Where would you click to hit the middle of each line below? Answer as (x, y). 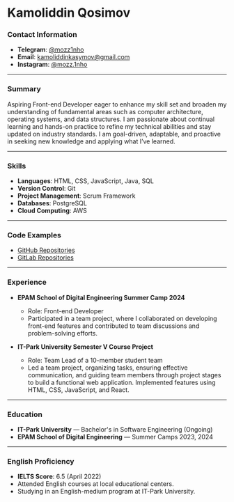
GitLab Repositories (46, 258)
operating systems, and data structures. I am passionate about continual (111, 119)
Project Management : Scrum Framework (76, 196)
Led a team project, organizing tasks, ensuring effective (108, 368)
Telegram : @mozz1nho (50, 49)
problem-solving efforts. (63, 333)
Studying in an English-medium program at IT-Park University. (106, 492)
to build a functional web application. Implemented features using (122, 382)
